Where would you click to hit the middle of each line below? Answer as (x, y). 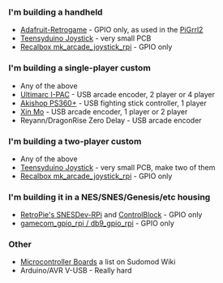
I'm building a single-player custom (80, 68)
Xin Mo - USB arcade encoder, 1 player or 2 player (104, 111)
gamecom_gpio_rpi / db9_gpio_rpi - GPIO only (97, 223)
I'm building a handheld (56, 12)
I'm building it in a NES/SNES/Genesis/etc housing (109, 197)
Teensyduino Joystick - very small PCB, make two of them (118, 167)
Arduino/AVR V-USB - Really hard (76, 271)
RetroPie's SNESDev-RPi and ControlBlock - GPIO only (111, 215)
